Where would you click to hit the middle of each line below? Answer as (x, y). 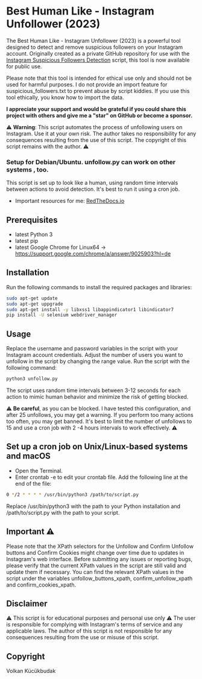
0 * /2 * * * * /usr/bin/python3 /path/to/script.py (72, 494)
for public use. (24, 66)
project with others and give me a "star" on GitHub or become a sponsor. (99, 115)
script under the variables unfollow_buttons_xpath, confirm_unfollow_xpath (99, 578)
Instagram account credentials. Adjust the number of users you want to (95, 355)
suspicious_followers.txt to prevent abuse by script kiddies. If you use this (98, 91)
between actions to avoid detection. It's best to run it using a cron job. (93, 189)
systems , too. (27, 169)
